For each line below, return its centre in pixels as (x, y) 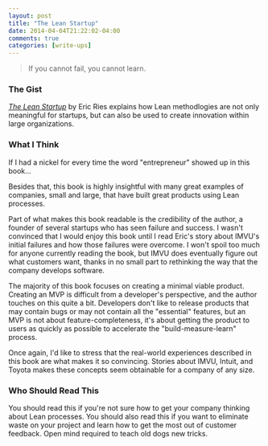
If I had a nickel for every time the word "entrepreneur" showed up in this (129, 162)
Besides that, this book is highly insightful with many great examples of (126, 186)
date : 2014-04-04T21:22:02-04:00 (64, 31)
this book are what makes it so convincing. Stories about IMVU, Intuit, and (131, 361)
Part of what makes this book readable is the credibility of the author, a (126, 219)
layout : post (30, 16)
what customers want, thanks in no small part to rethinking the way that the (133, 261)
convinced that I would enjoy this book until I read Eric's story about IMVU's (134, 236)
